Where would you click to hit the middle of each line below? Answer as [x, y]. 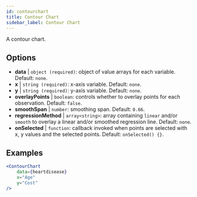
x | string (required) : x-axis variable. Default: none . [78, 84]
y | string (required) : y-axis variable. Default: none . [78, 91]
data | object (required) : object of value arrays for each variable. [95, 72]
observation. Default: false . [48, 103]
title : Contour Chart [33, 17]
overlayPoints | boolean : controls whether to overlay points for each [97, 97]
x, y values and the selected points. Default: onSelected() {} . [89, 134]
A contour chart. [26, 39]
